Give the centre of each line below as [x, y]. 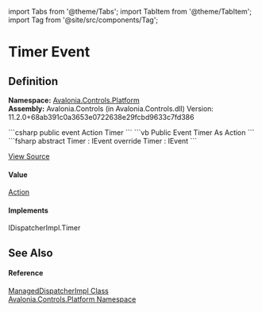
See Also [31, 253]
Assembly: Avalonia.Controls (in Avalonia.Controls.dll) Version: [111, 109]
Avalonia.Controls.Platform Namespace [72, 299]
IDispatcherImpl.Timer [44, 228]
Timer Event [49, 52]
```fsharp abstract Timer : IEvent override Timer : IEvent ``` [102, 141]
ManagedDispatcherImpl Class [58, 291]
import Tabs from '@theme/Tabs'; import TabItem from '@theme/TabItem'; [130, 12]
